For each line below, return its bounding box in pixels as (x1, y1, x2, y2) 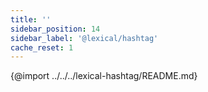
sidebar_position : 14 (10, 24, 101, 34)
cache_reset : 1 (10, 42, 74, 53)
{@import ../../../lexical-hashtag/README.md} (10, 70, 198, 82)
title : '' (10, 14, 52, 25)
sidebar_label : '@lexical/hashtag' (10, 33, 159, 43)
